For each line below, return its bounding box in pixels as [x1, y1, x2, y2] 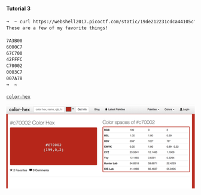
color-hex [6, 93, 31, 100]
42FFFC [6, 57, 23, 63]
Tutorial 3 [6, 5, 31, 12]
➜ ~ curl [6, 19, 31, 25]
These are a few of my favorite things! [6, 25, 109, 31]
